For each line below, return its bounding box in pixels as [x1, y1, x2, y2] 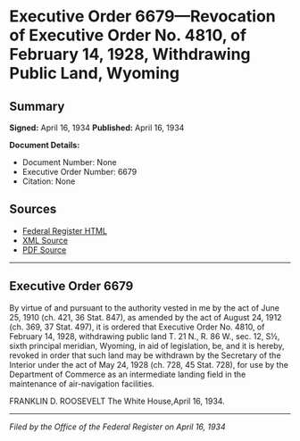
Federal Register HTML [21, 225, 108, 236]
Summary [9, 98, 65, 113]
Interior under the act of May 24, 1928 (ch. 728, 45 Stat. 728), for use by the [9, 359, 288, 370]
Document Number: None [21, 157, 118, 167]
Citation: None [21, 176, 76, 187]
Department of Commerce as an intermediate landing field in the [9, 369, 246, 379]
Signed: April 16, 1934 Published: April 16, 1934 [9, 122, 185, 133]
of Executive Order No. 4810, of [9, 25, 247, 46]
